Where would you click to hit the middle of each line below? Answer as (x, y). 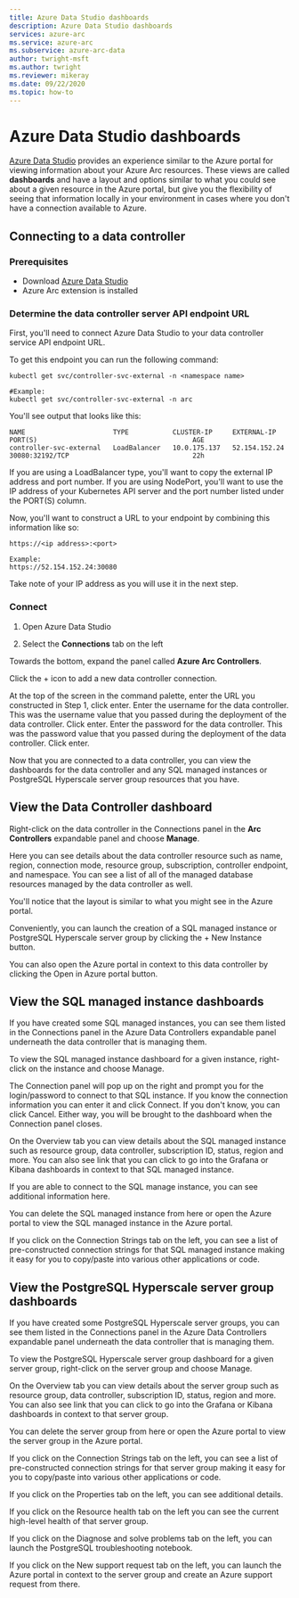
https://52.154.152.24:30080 (63, 567)
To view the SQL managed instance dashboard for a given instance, (133, 1059)
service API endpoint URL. (57, 342)
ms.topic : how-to (41, 92)
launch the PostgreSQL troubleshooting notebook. (101, 1548)
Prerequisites (39, 261)
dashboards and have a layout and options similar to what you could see (142, 180)
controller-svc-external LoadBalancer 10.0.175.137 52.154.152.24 (147, 448)
